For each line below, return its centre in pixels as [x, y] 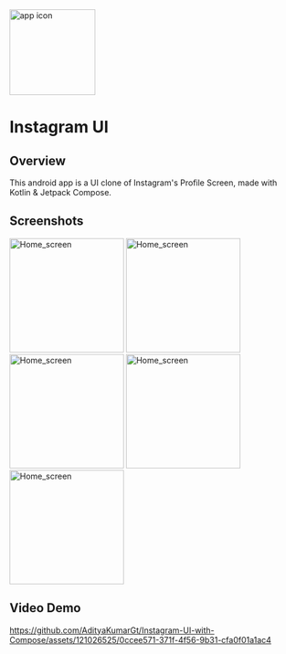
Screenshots [47, 222]
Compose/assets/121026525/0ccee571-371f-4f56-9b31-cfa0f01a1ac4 [141, 639]
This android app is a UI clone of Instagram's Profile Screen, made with [143, 183]
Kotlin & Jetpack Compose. [61, 192]
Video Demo [45, 608]
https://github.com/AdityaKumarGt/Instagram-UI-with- [112, 630]
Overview [38, 160]
